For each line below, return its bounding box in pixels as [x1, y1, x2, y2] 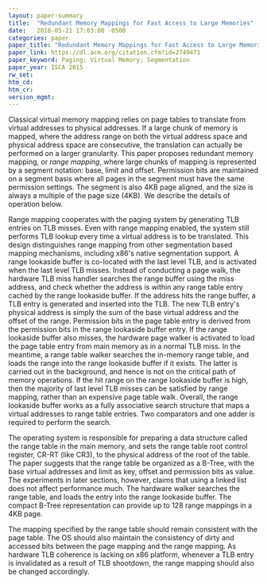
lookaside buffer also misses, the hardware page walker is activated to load [8, 333, 256, 343]
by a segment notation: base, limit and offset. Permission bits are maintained [8, 165, 259, 175]
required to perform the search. [8, 418, 111, 427]
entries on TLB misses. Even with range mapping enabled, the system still [8, 224, 250, 233]
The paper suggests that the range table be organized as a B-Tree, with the [8, 458, 255, 468]
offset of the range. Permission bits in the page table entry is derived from [8, 316, 251, 326]
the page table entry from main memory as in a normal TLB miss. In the [8, 341, 241, 351]
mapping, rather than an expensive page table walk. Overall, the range [8, 392, 238, 402]
